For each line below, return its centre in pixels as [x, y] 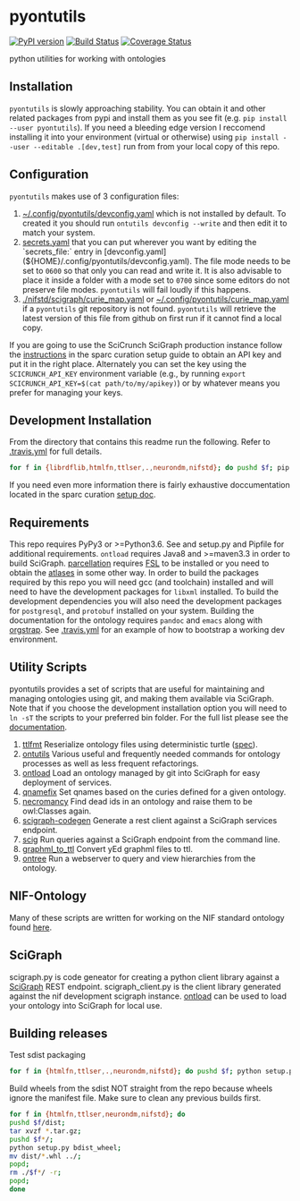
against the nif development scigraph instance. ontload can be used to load [148, 996]
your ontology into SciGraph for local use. [86, 1005]
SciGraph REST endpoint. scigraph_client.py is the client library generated [145, 986]
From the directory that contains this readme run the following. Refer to [140, 442]
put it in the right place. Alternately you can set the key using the [128, 363]
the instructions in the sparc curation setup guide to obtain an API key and [146, 354]
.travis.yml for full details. [56, 451]
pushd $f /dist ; [37, 1123]
